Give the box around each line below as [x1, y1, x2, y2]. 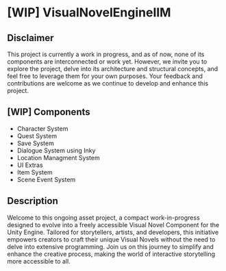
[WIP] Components [7, 106, 90, 118]
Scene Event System [16, 175, 76, 183]
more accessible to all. [7, 257, 71, 265]
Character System [16, 125, 68, 133]
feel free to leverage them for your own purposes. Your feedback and [7, 72, 203, 80]
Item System [16, 168, 53, 176]
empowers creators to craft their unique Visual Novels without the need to [7, 235, 216, 244]
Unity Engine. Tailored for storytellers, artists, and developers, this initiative [7, 228, 219, 236]
